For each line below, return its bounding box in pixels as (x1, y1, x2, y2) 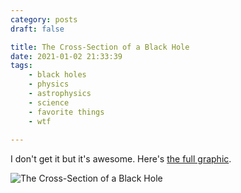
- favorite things (28, 107, 105, 117)
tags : (10, 61, 33, 71)
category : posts (10, 14, 78, 25)
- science (28, 97, 70, 108)
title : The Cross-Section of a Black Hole (10, 42, 190, 52)
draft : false (10, 24, 65, 34)
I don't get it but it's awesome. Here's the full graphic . (10, 153, 232, 165)
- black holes (28, 70, 87, 80)
